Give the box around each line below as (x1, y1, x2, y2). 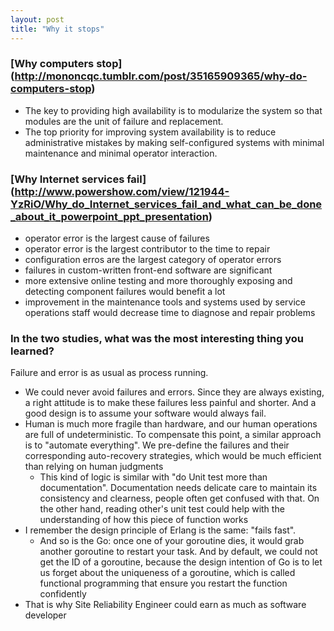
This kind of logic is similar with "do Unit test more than (39, 471, 268, 483)
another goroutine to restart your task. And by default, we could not (39, 546, 318, 558)
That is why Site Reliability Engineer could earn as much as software (24, 599, 307, 611)
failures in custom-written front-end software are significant (24, 264, 273, 276)
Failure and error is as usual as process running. (10, 367, 209, 379)
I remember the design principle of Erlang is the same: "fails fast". (24, 524, 297, 536)
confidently (39, 588, 87, 600)
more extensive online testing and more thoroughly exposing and (24, 275, 293, 287)
